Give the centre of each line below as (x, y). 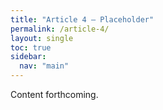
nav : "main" (44, 66)
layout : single (42, 38)
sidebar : (28, 57)
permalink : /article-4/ (60, 29)
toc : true (31, 47)
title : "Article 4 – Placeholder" (82, 19)
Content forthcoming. (54, 94)
